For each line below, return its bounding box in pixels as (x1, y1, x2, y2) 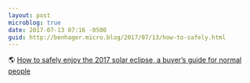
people (8, 67, 31, 76)
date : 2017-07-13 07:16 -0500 (8, 26, 107, 34)
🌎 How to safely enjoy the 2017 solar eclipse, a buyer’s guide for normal (8, 56, 241, 65)
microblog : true (8, 19, 61, 27)
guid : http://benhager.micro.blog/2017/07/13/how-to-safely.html (8, 33, 226, 41)
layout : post (8, 11, 51, 20)
